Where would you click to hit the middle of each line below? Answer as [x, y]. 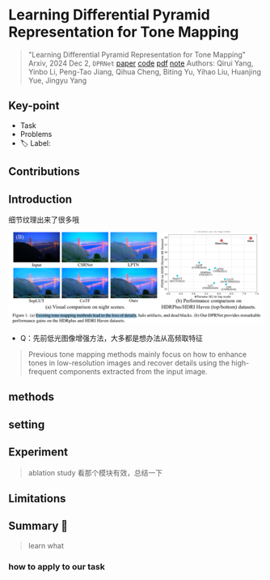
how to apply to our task [57, 566]
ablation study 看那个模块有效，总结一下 [95, 472]
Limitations [37, 499]
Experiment [38, 452]
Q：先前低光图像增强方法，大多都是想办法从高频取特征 [112, 339]
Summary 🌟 [38, 526]
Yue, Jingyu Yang [57, 80]
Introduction [40, 199]
